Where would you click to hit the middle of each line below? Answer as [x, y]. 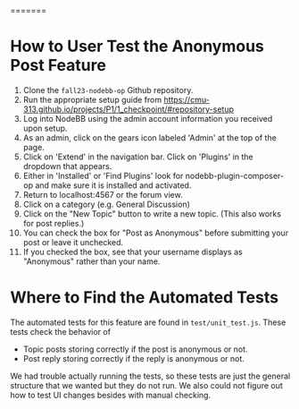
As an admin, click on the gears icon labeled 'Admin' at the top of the [150, 137]
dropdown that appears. [67, 166]
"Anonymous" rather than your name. [91, 261]
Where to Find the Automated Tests [145, 298]
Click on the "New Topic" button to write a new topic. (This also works [152, 213]
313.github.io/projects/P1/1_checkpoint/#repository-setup [129, 109]
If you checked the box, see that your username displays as [133, 251]
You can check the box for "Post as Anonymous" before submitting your [156, 233]
